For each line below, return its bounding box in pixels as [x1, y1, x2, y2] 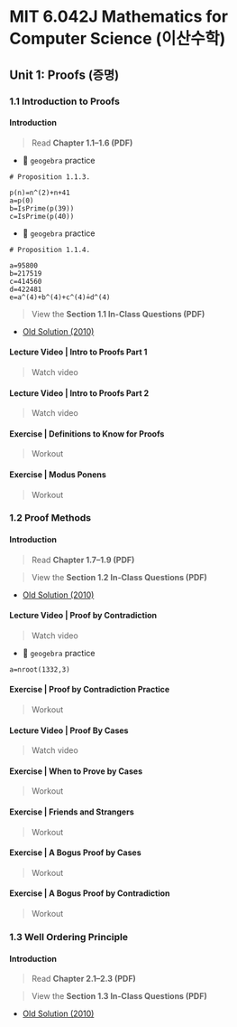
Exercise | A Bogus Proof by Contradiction [9, 888, 170, 899]
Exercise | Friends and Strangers [9, 806, 134, 817]
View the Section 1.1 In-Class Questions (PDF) [31, 308, 205, 319]
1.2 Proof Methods [9, 512, 92, 524]
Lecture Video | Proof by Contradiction [9, 610, 158, 621]
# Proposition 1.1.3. [9, 172, 91, 182]
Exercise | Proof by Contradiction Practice [9, 684, 170, 695]
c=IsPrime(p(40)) [9, 212, 75, 221]
